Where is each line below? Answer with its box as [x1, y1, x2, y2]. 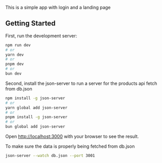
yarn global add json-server [5, 105, 68, 110]
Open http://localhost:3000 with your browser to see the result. [5, 133, 139, 139]
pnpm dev [5, 61, 24, 67]
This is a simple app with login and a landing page [5, 5, 111, 10]
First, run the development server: [5, 33, 77, 39]
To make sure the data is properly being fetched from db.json [5, 143, 135, 150]
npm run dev [5, 42, 31, 48]
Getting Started [5, 19, 56, 28]
